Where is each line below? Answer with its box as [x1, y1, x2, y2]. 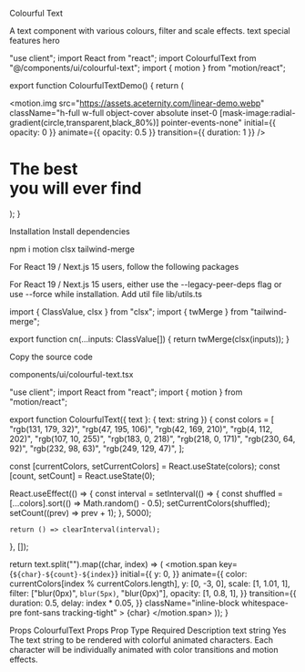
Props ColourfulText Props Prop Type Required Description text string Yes [9, 625, 287, 636]
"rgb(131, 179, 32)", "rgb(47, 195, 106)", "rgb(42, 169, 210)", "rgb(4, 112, [9, 423, 273, 434]
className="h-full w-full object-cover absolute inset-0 [9, 108, 219, 118]
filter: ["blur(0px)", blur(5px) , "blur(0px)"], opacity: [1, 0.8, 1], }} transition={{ [9, 587, 298, 598]
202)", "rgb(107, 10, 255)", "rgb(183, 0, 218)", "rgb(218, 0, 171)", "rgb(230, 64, [9, 433, 296, 444]
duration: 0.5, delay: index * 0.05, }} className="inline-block [9, 597, 239, 608]
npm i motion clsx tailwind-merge [9, 243, 135, 254]
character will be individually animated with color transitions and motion [9, 644, 280, 655]
